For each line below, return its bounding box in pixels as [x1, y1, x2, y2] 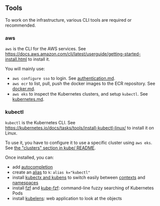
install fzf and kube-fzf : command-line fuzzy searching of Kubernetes [12, 185, 154, 191]
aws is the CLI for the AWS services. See [5, 46, 86, 52]
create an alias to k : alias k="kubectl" [12, 170, 91, 175]
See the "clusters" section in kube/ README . [5, 145, 96, 151]
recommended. [5, 22, 36, 28]
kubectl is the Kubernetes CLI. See [5, 120, 76, 126]
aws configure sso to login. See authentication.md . [12, 75, 115, 81]
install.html [5, 56, 27, 62]
